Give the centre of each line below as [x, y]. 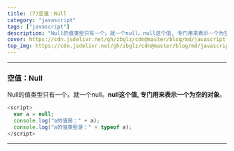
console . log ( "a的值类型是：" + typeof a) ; [73, 127]
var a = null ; [34, 114]
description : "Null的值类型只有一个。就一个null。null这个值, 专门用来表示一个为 [116, 33]
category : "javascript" [42, 20]
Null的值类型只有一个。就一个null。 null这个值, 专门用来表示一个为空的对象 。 [117, 95]
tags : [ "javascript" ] [39, 26]
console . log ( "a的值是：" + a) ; [57, 121]
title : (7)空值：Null [37, 14]
